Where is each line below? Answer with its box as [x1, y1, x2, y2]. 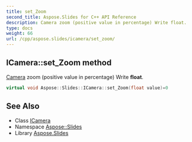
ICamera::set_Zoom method [6, 58, 112, 68]
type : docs [6, 25, 33, 31]
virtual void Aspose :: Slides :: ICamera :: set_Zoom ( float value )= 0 [6, 85, 168, 91]
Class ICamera [14, 117, 51, 124]
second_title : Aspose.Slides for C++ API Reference [6, 14, 136, 20]
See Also [6, 101, 40, 111]
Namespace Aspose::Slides [14, 123, 82, 130]
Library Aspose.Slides [14, 129, 69, 136]
